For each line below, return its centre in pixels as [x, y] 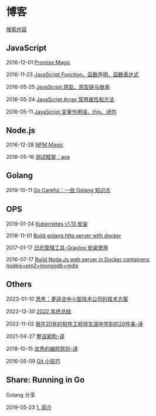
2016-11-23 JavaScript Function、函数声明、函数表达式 [72, 74]
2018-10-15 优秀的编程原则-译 [42, 349]
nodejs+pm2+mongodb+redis [42, 266]
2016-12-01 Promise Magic [38, 62]
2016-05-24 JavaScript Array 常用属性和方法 [60, 99]
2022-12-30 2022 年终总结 [39, 311]
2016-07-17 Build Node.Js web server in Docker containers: [78, 260]
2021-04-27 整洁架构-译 [35, 336]
